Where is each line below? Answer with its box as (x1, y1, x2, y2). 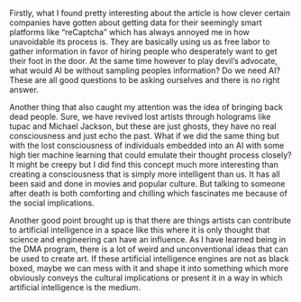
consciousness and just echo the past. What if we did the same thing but (9, 131, 279, 141)
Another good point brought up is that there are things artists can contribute (9, 215, 291, 225)
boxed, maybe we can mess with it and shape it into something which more (9, 263, 289, 273)
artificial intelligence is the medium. (9, 282, 141, 292)
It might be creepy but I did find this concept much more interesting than (9, 160, 279, 169)
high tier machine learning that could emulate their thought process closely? (9, 150, 293, 160)
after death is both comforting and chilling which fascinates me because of (9, 188, 288, 198)
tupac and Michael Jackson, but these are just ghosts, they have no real (9, 121, 277, 132)
